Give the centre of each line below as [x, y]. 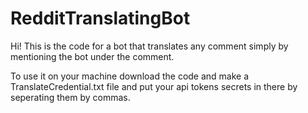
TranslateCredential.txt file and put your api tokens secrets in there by [154, 86]
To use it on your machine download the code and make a [130, 76]
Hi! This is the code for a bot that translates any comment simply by [149, 46]
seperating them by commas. [70, 97]
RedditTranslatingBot [100, 18]
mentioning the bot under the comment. [92, 56]
